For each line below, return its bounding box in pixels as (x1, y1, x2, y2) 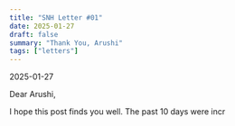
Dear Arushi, (9, 89, 56, 100)
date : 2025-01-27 (9, 22, 75, 31)
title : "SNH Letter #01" (9, 13, 103, 22)
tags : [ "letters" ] (9, 47, 79, 56)
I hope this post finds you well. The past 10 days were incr (9, 106, 226, 117)
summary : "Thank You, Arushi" (9, 38, 124, 48)
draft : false (9, 30, 59, 39)
